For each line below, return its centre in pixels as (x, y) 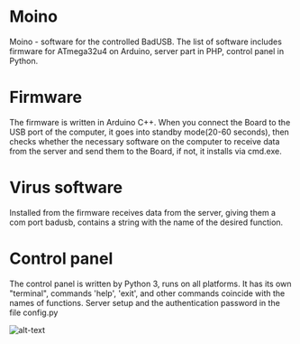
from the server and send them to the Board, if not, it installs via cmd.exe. (145, 151)
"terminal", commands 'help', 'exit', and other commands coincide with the (147, 293)
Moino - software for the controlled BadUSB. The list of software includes (145, 42)
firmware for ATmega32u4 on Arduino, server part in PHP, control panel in (147, 51)
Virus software (66, 188)
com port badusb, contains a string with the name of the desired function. (146, 222)
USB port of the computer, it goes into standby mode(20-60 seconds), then (150, 132)
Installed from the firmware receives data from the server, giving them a (143, 212)
